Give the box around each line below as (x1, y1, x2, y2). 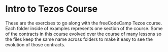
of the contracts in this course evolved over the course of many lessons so (5, 31, 161, 37)
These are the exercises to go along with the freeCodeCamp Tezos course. (5, 20, 162, 26)
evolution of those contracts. (5, 41, 65, 47)
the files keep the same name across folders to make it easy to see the (5, 36, 153, 42)
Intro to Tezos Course (5, 3, 98, 15)
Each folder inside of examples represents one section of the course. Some (5, 25, 163, 31)
